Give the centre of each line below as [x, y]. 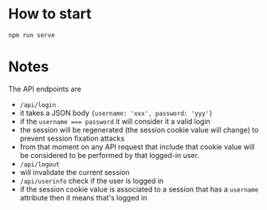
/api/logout [39, 164]
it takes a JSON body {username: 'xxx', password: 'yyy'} [116, 113]
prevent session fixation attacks [72, 138]
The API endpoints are [45, 89]
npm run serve [32, 35]
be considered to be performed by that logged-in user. [109, 155]
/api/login [38, 105]
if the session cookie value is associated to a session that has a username [139, 189]
